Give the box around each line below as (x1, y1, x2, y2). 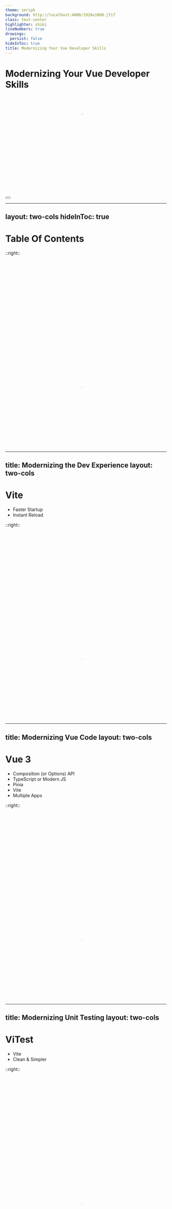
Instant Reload (12, 512, 44, 518)
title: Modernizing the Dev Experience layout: (5, 461, 153, 470)
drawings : (5, 31, 27, 36)
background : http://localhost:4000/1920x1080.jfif (5, 12, 116, 17)
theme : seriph (5, 7, 36, 13)
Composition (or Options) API (12, 770, 75, 777)
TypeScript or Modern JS (12, 776, 67, 782)
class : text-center (5, 17, 47, 22)
